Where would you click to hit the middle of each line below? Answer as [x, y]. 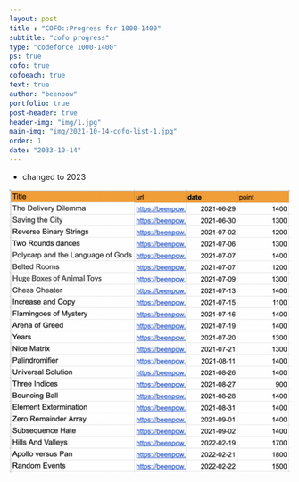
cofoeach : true [37, 76]
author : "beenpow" [43, 94]
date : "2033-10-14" [46, 151]
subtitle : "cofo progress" [59, 37]
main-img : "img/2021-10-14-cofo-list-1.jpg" [93, 132]
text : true [29, 85]
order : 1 [25, 141]
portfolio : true [39, 103]
